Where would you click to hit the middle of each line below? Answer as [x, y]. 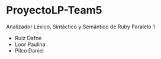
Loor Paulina [30, 44]
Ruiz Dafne [28, 38]
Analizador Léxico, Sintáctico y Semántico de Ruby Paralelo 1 [80, 27]
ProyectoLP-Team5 [54, 10]
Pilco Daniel [29, 50]
